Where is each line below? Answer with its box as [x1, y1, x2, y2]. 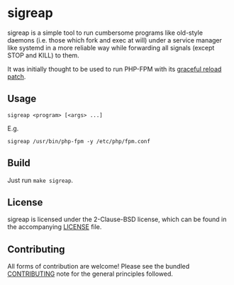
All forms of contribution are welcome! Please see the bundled [7, 262, 190, 271]
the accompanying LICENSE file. [7, 223, 102, 231]
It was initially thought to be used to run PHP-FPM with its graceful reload [7, 65, 222, 73]
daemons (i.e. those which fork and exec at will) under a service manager [7, 35, 222, 44]
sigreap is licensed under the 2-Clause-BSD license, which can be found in [7, 215, 227, 224]
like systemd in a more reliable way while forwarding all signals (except [7, 43, 215, 52]
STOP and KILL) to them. [7, 51, 79, 60]
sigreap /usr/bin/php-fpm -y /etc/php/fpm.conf [7, 138, 151, 145]
